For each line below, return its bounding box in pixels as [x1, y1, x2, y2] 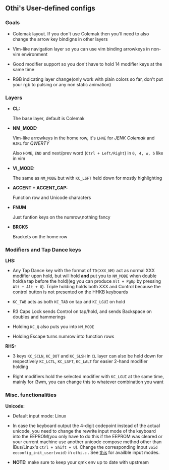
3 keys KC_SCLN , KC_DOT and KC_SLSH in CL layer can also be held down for [12, 353, 163, 359]
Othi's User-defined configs [5, 4, 95, 13]
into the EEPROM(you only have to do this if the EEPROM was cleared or [12, 433, 163, 439]
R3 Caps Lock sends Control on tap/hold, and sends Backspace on [12, 308, 152, 315]
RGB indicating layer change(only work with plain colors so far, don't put [12, 76, 163, 82]
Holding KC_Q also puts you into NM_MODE [12, 324, 94, 330]
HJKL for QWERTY [12, 140, 49, 146]
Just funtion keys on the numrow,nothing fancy [12, 214, 111, 220]
